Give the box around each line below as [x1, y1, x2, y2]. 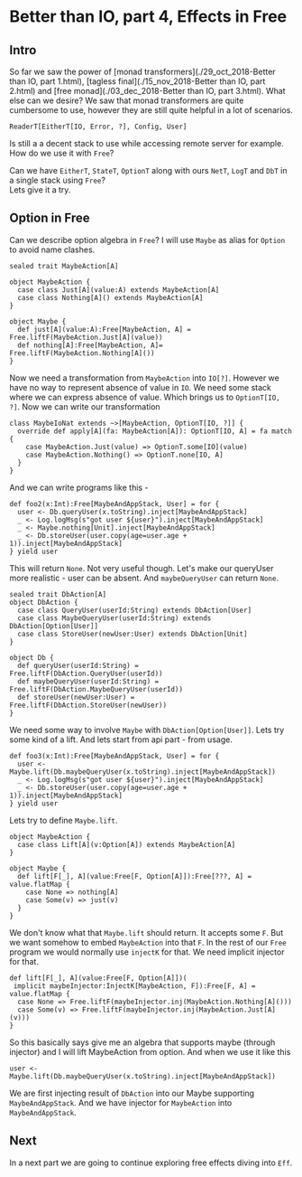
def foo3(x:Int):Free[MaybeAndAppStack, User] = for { [9, 751, 220, 760]
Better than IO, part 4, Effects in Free [9, 6, 288, 27]
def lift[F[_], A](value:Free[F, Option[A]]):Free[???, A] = [17, 871, 252, 880]
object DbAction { [9, 598, 78, 607]
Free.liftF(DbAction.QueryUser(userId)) [9, 669, 164, 678]
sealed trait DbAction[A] [9, 589, 106, 598]
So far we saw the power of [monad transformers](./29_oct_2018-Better [9, 66, 277, 77]
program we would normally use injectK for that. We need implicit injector [9, 946, 285, 957]
